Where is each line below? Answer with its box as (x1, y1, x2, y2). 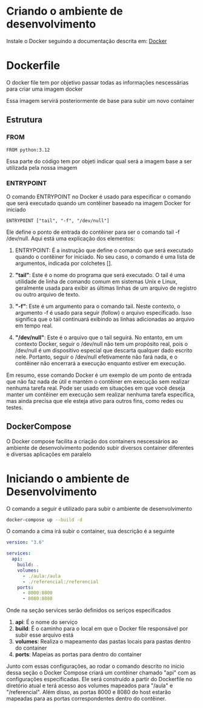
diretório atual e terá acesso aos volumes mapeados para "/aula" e (6, 682, 173, 689)
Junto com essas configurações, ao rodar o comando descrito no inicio (6, 662, 185, 670)
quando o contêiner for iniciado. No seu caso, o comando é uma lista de (15, 253, 196, 260)
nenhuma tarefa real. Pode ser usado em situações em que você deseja (6, 384, 186, 391)
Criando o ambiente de (6, 4, 123, 18)
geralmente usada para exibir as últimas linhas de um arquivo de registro (15, 284, 197, 292)
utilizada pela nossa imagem (6, 164, 78, 171)
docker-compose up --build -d (6, 516, 83, 523)
